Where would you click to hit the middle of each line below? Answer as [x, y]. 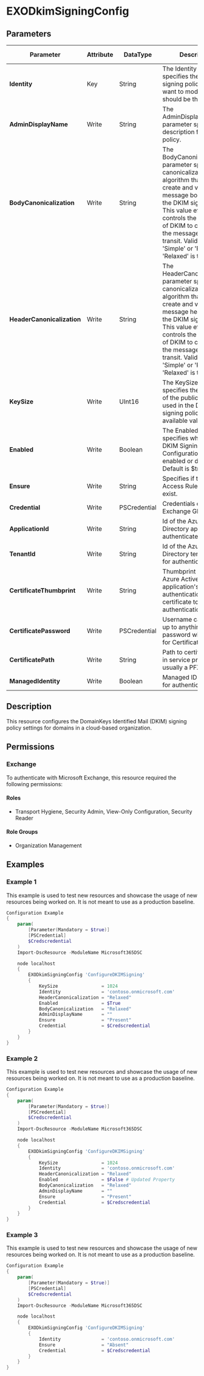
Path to [173, 652]
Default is [176, 469]
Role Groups [22, 832]
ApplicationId [29, 529]
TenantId [22, 554]
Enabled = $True [80, 1003]
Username [177, 619]
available [175, 420]
